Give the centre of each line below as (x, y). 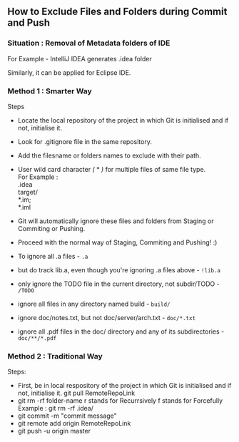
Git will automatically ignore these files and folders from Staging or (116, 221)
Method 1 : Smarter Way (50, 91)
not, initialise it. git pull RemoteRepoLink (76, 393)
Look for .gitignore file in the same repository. (85, 141)
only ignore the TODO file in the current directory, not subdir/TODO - (118, 284)
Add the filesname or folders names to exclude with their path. (109, 155)
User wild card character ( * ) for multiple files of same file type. (112, 169)
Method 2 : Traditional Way (55, 356)
